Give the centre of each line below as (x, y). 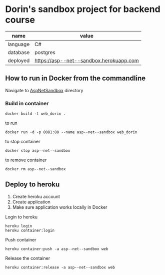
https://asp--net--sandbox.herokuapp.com (86, 60)
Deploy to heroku (32, 185)
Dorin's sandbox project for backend (83, 9)
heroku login (19, 226)
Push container (21, 239)
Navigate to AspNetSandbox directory (44, 90)
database (19, 52)
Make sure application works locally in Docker (60, 207)
